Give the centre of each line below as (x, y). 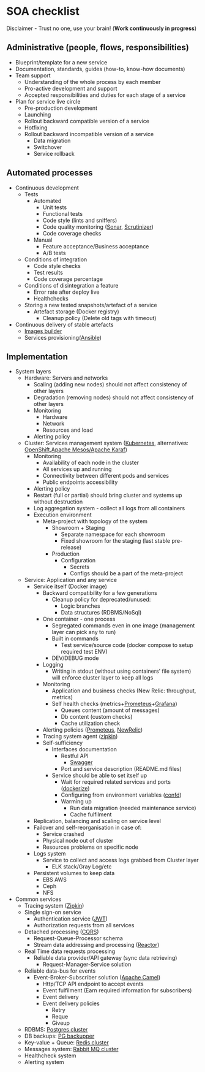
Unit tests (55, 207)
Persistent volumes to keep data (74, 873)
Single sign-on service (53, 913)
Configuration (78, 561)
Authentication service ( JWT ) (71, 919)
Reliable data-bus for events (60, 971)
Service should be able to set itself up (99, 775)
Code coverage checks (72, 233)
